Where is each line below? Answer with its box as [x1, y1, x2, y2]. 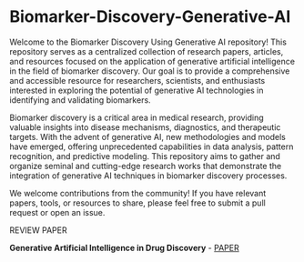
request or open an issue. [9, 207, 106, 217]
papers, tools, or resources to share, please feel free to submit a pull [9, 197, 266, 208]
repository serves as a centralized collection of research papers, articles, [9, 45, 284, 56]
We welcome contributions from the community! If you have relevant [9, 187, 267, 198]
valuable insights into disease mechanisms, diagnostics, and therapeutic [9, 121, 281, 133]
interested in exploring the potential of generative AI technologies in [9, 85, 264, 96]
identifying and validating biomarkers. [9, 94, 152, 106]
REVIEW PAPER [9, 225, 67, 236]
